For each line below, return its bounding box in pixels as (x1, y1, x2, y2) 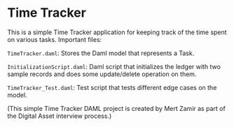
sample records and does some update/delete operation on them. (7, 70, 197, 78)
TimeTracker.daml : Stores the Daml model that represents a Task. (7, 49, 195, 57)
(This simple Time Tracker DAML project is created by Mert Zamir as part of (7, 104, 226, 112)
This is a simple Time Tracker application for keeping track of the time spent (7, 28, 227, 36)
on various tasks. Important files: (7, 35, 102, 43)
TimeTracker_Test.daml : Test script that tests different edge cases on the (7, 83, 217, 91)
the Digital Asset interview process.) (7, 112, 112, 120)
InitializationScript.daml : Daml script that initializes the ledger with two (7, 62, 221, 70)
